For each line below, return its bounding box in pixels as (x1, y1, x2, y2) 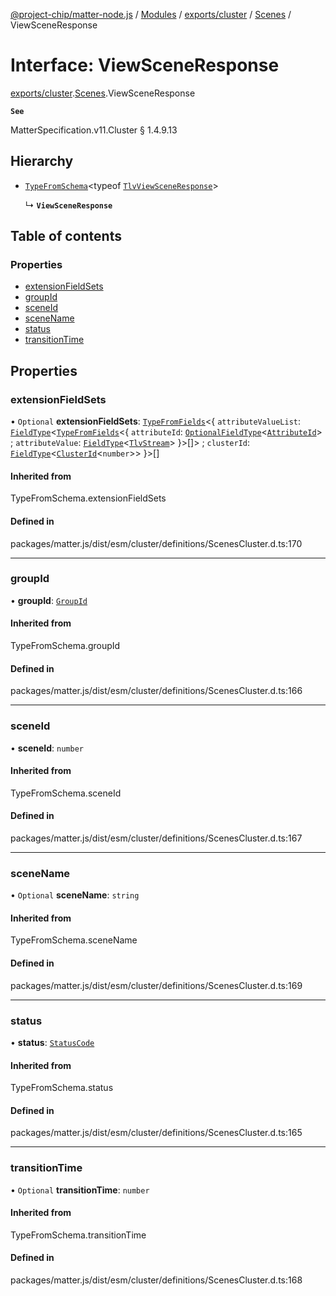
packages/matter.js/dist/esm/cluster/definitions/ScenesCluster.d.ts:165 (10, 1127, 303, 1139)
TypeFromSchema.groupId (10, 640, 121, 652)
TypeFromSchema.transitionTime (10, 1229, 147, 1241)
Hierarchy (10, 153, 74, 170)
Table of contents (10, 228, 122, 245)
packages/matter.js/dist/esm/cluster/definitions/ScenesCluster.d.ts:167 (10, 832, 303, 844)
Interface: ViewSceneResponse (10, 54, 280, 77)
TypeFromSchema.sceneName (10, 934, 138, 946)
